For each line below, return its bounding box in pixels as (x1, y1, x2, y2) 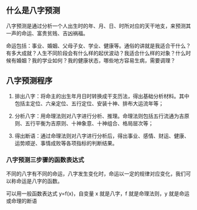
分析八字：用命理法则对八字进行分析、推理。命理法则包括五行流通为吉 (14, 112, 185, 119)
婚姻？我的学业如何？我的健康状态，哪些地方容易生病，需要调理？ (16, 56, 176, 64)
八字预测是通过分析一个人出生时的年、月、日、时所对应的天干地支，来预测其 (6, 22, 191, 29)
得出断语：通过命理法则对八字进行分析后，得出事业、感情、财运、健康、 (14, 132, 189, 139)
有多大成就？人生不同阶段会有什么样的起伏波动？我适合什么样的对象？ (6, 49, 176, 56)
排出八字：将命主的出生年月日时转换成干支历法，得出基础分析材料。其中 (14, 92, 189, 99)
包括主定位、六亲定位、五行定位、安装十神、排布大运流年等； (14, 99, 164, 107)
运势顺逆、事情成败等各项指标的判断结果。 (14, 139, 118, 146)
